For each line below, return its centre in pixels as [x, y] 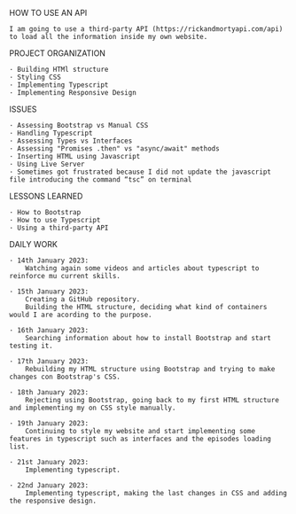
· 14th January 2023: [49, 261]
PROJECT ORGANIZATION [58, 53]
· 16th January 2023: [49, 331]
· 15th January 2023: [49, 292]
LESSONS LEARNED [46, 196]
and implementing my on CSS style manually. [93, 408]
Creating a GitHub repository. [83, 300]
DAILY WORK [33, 244]
